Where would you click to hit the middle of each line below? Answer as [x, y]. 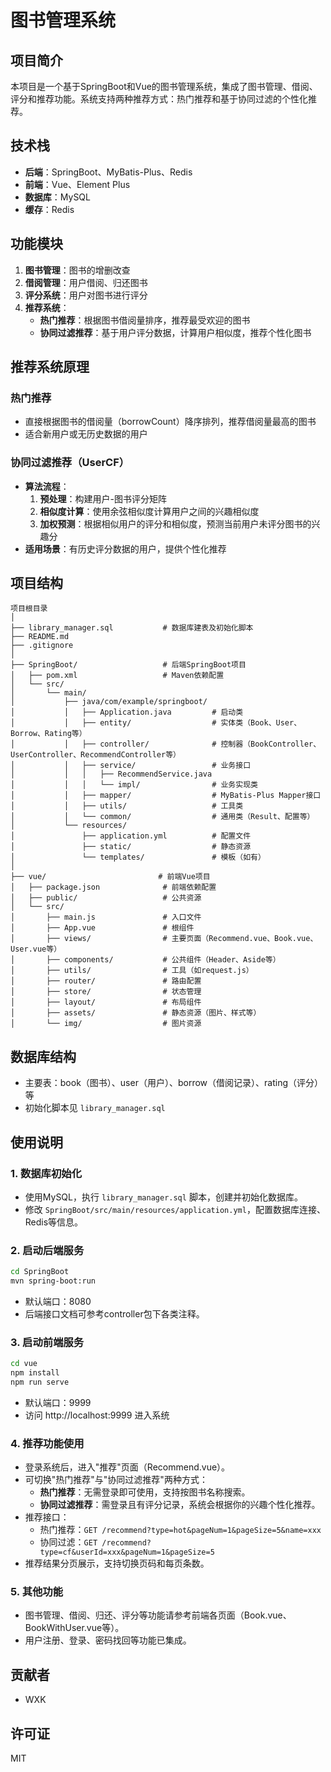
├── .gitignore [42, 646]
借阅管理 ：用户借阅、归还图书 [86, 282]
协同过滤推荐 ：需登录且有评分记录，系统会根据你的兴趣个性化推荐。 [180, 1505]
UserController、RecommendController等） [95, 755]
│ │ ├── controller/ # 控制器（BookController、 [166, 744]
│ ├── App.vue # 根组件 [102, 928]
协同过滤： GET [68, 1542]
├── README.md [40, 637]
